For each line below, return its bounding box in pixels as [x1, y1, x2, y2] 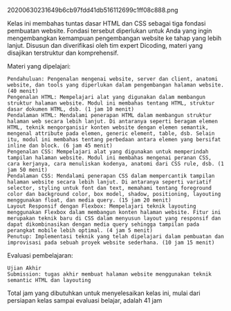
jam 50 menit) [7, 166, 48, 173]
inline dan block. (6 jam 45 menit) [7, 142, 113, 149]
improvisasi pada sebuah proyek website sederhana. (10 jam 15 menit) [7, 239, 215, 246]
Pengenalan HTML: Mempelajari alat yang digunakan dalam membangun [7, 94, 206, 100]
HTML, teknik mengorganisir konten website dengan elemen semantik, [7, 124, 209, 131]
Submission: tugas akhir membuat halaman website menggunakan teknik [7, 271, 212, 278]
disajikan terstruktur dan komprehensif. [7, 48, 119, 57]
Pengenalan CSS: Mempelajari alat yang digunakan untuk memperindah [7, 148, 209, 155]
